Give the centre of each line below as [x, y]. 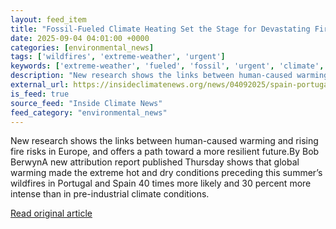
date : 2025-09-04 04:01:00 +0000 [80, 38]
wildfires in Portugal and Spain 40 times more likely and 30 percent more [161, 183]
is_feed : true [40, 94]
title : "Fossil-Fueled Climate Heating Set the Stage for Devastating [160, 29]
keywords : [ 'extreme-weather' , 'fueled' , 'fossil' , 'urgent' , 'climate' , [167, 66]
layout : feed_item [48, 19]
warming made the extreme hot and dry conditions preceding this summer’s [166, 173]
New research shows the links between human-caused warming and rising [164, 141]
